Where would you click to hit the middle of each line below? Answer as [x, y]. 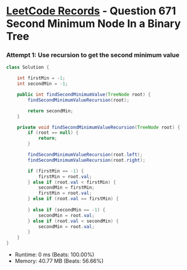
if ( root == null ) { [53, 133]
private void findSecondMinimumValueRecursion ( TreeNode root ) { [99, 127]
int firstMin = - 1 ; [41, 78]
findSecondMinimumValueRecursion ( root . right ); [87, 160]
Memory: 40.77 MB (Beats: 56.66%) [59, 261]
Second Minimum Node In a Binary [93, 24]
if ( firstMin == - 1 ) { [56, 171]
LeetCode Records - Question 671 [91, 11]
